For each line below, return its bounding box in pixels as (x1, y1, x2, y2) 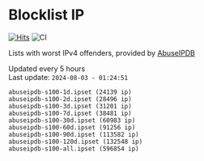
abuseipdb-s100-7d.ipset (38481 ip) (8, 109, 132, 117)
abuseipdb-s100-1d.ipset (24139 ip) (8, 87, 132, 96)
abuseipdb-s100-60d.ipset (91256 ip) (8, 123, 136, 131)
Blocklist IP (8, 6, 85, 24)
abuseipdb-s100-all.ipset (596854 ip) (8, 144, 139, 153)
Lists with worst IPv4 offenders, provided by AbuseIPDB (8, 48, 196, 57)
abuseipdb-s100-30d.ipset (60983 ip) (8, 116, 136, 125)
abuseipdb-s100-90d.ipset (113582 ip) (8, 130, 139, 138)
